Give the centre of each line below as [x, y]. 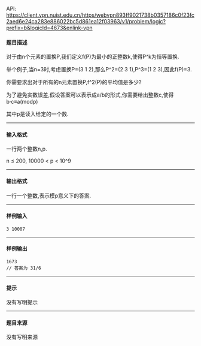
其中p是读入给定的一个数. [37, 114]
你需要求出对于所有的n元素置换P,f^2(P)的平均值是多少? [74, 82]
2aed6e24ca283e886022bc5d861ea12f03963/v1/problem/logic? [86, 21]
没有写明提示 [22, 302]
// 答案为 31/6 [24, 268]
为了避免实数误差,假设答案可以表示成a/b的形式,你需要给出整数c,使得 [90, 95]
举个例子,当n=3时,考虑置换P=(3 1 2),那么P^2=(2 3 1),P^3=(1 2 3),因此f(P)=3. [99, 70]
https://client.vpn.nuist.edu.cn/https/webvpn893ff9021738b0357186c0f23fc [100, 15]
